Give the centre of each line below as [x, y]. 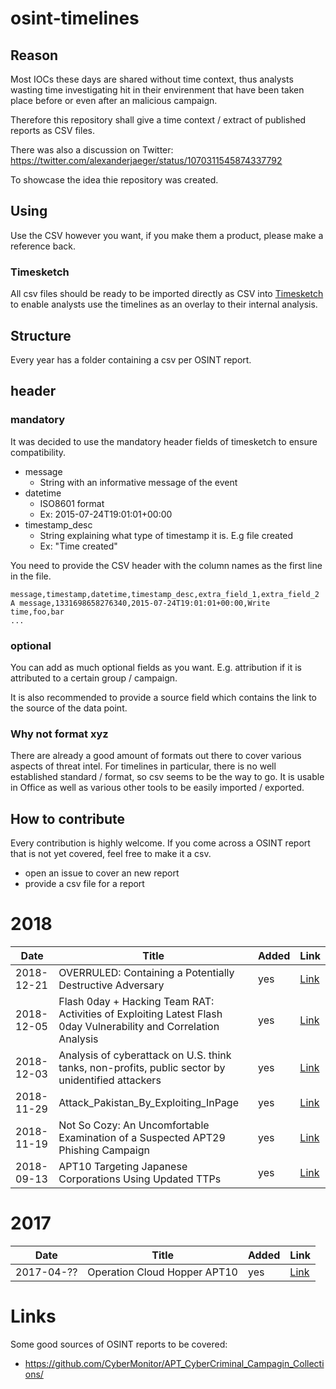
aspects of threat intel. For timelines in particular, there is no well [143, 766]
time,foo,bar [37, 612]
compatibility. [38, 452]
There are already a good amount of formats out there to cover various [156, 756]
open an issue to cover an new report [102, 873]
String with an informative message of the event [138, 482]
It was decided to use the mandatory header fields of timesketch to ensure [164, 441]
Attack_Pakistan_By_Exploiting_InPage [148, 1102]
